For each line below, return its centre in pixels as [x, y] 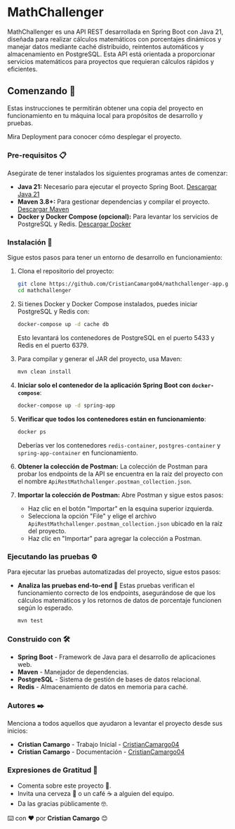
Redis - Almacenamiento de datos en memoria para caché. [102, 687]
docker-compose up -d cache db [63, 325]
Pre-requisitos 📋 [37, 155]
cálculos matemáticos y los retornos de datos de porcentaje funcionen [120, 600]
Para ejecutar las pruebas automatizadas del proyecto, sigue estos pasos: [114, 572]
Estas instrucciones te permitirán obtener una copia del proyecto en [105, 108]
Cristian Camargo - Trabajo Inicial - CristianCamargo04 [98, 745]
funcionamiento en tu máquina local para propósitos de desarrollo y [105, 115]
